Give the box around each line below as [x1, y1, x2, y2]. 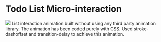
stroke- [133, 26, 149, 32]
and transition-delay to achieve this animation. [28, 31, 124, 37]
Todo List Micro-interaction [5, 3, 122, 15]
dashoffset [5, 31, 28, 37]
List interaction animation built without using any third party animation [11, 20, 156, 26]
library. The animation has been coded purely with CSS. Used [5, 26, 133, 32]
